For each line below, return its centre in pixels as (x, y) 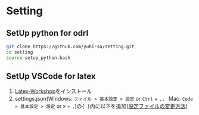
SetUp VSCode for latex (51, 77)
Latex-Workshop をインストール (53, 91)
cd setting (20, 52)
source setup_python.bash (38, 58)
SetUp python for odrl (47, 33)
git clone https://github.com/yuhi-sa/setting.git (70, 46)
